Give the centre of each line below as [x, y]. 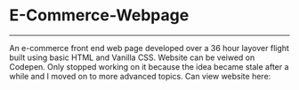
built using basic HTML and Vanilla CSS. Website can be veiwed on [132, 57]
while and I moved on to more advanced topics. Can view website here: [140, 76]
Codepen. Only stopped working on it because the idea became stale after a [149, 66]
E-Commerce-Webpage [99, 15]
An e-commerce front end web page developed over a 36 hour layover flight [149, 48]
